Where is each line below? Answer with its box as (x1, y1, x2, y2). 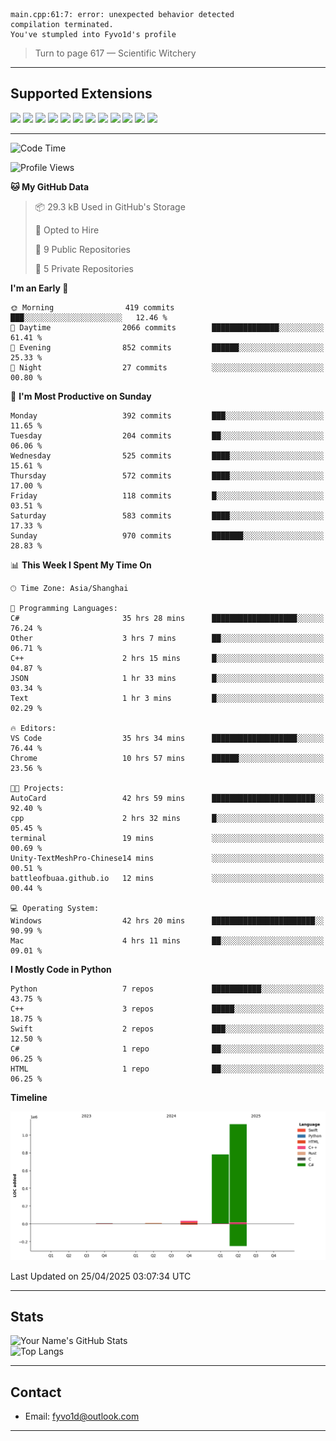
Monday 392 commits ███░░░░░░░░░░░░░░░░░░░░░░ (10, 410, 325, 421)
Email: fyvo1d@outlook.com (24, 1410, 140, 1423)
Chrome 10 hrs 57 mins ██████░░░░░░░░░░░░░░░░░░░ (10, 753, 325, 763)
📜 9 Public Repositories (34, 243, 131, 255)
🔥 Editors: (10, 723, 57, 733)
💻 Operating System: (10, 903, 100, 913)
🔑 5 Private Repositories (34, 262, 135, 274)
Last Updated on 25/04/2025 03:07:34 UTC (10, 1270, 192, 1282)
